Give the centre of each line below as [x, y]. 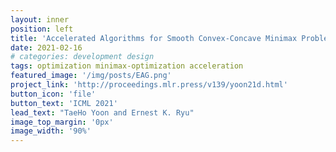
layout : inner [40, 19]
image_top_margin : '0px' [62, 122]
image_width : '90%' [51, 131]
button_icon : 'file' [53, 94]
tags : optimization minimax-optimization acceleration [127, 66]
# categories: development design [82, 57]
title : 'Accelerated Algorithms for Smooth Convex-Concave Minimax [154, 38]
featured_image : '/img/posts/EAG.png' [91, 76]
